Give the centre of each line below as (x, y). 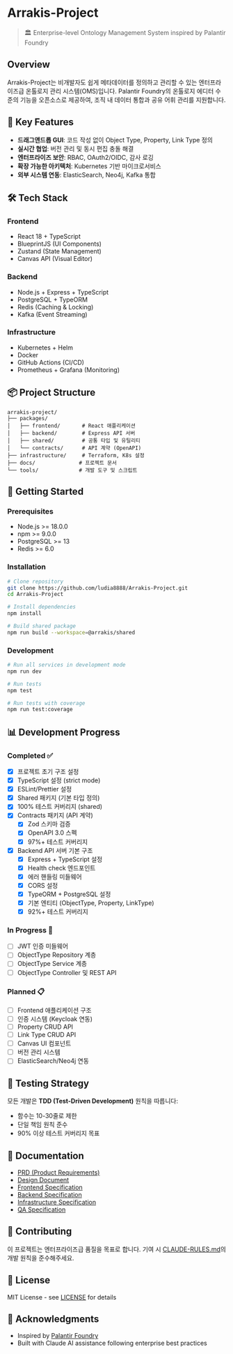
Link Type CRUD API (47, 1035)
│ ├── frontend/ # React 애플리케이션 (71, 426)
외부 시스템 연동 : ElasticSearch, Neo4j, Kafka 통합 (87, 174)
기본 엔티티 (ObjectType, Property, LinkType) (91, 902)
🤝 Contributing (40, 1232)
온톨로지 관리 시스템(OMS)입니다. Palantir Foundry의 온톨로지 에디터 (120, 91)
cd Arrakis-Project (35, 595)
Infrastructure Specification (56, 1202)
